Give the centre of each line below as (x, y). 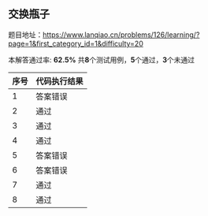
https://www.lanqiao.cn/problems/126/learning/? (121, 35)
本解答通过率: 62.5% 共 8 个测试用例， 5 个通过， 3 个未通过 (102, 60)
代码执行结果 (60, 81)
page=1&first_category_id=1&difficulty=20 (76, 43)
